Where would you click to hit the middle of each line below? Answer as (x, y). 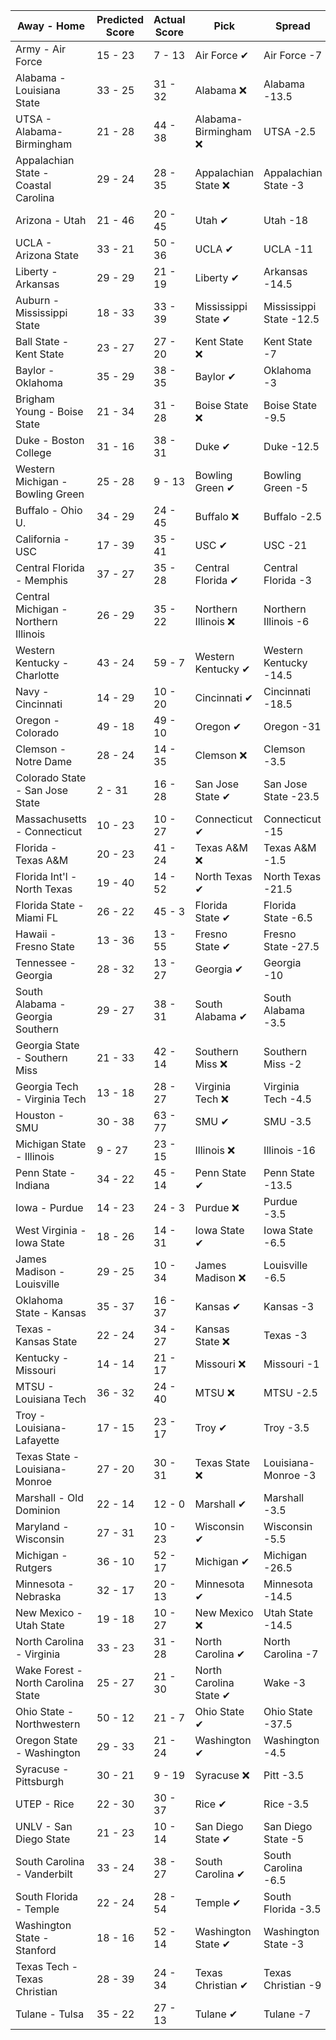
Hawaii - (36, 934)
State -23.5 (291, 796)
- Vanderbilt (44, 1874)
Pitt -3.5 (284, 1775)
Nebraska (38, 1596)
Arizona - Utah (51, 220)
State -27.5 (291, 946)
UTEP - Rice (45, 1804)
